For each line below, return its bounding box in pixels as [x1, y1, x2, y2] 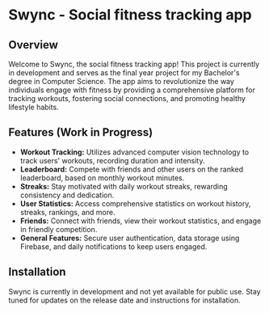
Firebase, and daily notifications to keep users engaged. [19, 241, 208, 252]
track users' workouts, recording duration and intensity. [19, 155, 205, 165]
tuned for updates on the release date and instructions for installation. [8, 295, 241, 305]
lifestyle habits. [8, 103, 59, 112]
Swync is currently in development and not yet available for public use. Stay [8, 286, 261, 296]
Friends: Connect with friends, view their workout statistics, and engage [19, 216, 262, 226]
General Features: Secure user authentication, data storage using [19, 233, 240, 243]
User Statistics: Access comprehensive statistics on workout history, [19, 198, 251, 208]
